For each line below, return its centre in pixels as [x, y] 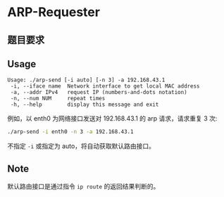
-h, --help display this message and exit [85, 105]
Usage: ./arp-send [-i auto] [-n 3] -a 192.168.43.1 [86, 80]
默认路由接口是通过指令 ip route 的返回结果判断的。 [83, 186]
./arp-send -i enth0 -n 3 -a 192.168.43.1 [70, 132]
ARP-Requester [54, 12]
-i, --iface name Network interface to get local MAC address [105, 86]
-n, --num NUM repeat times [58, 99]
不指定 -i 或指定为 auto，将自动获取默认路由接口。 [81, 146]
